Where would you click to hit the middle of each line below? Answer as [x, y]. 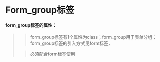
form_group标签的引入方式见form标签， [71, 43]
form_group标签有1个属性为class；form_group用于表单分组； [93, 37]
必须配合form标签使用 [53, 54]
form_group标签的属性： [31, 25]
